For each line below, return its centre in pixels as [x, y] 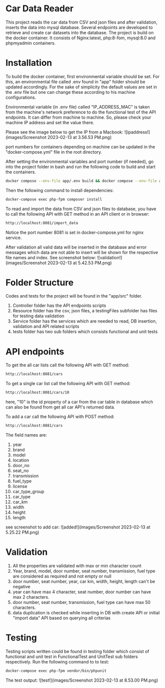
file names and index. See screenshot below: [51, 257]
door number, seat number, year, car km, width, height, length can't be [84, 581]
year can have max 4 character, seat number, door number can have [82, 592]
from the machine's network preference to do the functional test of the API [81, 112]
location [21, 460]
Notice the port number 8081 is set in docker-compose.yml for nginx [75, 232]
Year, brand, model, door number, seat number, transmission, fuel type [84, 571]
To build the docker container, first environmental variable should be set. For [82, 76]
